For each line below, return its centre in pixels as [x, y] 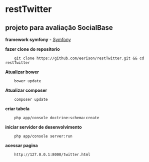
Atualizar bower [22, 72]
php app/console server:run [43, 136]
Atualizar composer [26, 90]
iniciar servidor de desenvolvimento [43, 127]
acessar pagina [22, 145]
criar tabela [17, 109]
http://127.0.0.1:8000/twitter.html [52, 155]
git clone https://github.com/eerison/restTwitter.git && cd [79, 58]
